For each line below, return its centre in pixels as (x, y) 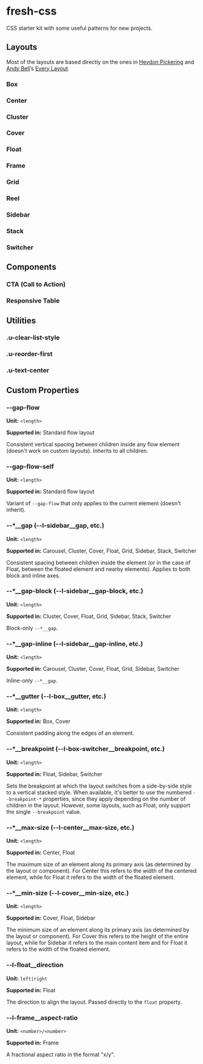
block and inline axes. (33, 575)
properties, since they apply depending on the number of (115, 799)
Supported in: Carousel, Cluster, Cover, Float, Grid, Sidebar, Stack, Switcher (101, 551)
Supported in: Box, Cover (38, 721)
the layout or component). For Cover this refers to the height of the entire (98, 936)
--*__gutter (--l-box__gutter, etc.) (56, 696)
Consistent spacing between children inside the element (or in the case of (98, 562)
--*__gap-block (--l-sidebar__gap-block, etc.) (75, 591)
